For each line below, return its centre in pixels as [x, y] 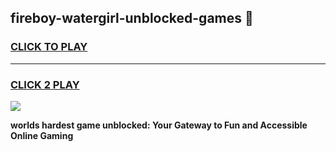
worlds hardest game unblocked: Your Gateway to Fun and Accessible [159, 125]
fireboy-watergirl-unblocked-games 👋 [132, 18]
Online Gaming [42, 135]
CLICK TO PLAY [49, 47]
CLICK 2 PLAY [45, 84]
